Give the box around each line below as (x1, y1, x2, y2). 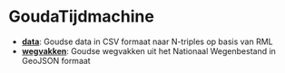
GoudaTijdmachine (8, 6, 155, 27)
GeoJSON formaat (21, 55, 92, 66)
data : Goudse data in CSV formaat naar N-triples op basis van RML (21, 36, 273, 47)
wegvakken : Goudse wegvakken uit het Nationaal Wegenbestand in (21, 45, 276, 56)
